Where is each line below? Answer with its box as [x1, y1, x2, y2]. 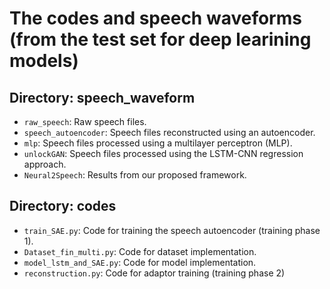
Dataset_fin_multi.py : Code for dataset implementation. [23, 245, 257, 257]
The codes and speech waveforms [9, 7, 302, 30]
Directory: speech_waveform [9, 89, 196, 106]
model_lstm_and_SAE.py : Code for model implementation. [23, 256, 257, 268]
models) [9, 50, 79, 72]
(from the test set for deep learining [9, 28, 312, 51]
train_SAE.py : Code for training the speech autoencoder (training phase [23, 224, 321, 236]
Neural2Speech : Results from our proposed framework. [23, 169, 247, 181]
